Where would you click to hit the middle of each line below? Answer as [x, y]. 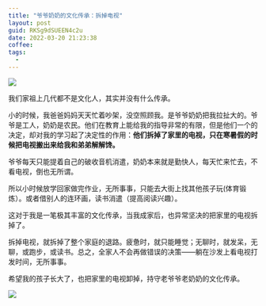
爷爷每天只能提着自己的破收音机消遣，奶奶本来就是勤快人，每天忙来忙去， [129, 161]
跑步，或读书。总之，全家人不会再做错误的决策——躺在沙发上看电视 [140, 251]
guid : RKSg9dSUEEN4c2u [46, 30]
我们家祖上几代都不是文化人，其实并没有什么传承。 [91, 98]
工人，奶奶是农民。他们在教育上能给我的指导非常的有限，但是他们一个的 [140, 124]
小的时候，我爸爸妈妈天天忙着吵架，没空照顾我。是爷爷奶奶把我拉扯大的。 [129, 115]
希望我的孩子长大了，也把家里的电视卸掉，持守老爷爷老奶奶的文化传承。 [126, 278]
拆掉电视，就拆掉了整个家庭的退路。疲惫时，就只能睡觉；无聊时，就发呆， [129, 242]
